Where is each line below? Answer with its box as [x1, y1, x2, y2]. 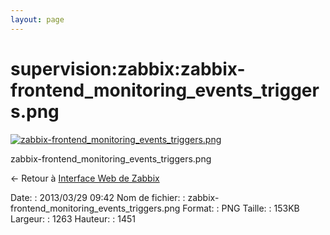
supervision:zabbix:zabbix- [10, 57, 246, 80]
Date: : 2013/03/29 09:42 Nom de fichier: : [10, 191, 186, 203]
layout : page [10, 14, 65, 25]
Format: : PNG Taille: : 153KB [182, 202, 300, 214]
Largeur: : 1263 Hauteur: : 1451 [10, 212, 136, 225]
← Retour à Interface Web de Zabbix [10, 172, 160, 184]
